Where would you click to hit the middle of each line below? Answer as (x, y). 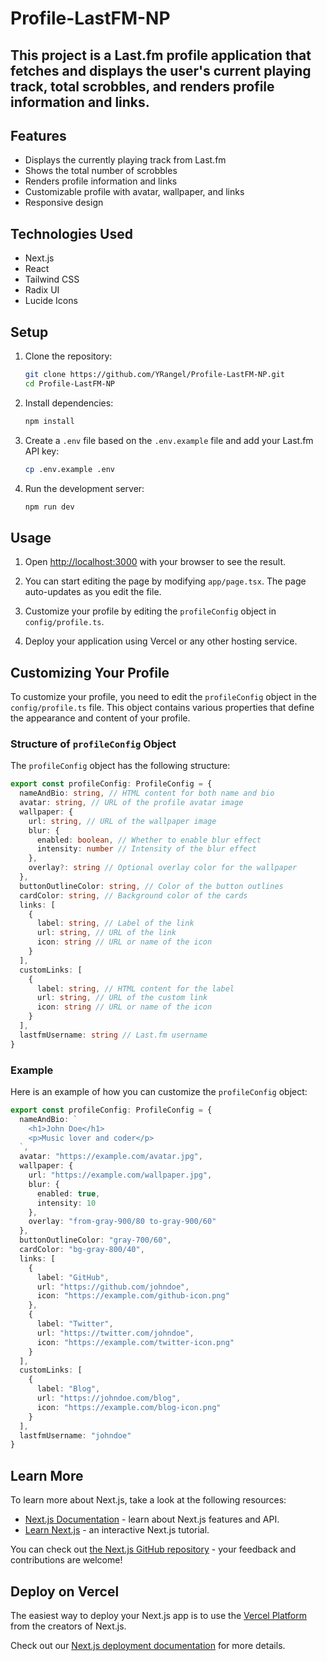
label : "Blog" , (68, 1389)
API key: (42, 451)
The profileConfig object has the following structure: (120, 766)
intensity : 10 (66, 1203)
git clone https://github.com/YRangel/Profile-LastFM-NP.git (155, 375)
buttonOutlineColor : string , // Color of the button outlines (151, 886)
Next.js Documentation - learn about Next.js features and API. (152, 1519)
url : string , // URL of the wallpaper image (122, 821)
